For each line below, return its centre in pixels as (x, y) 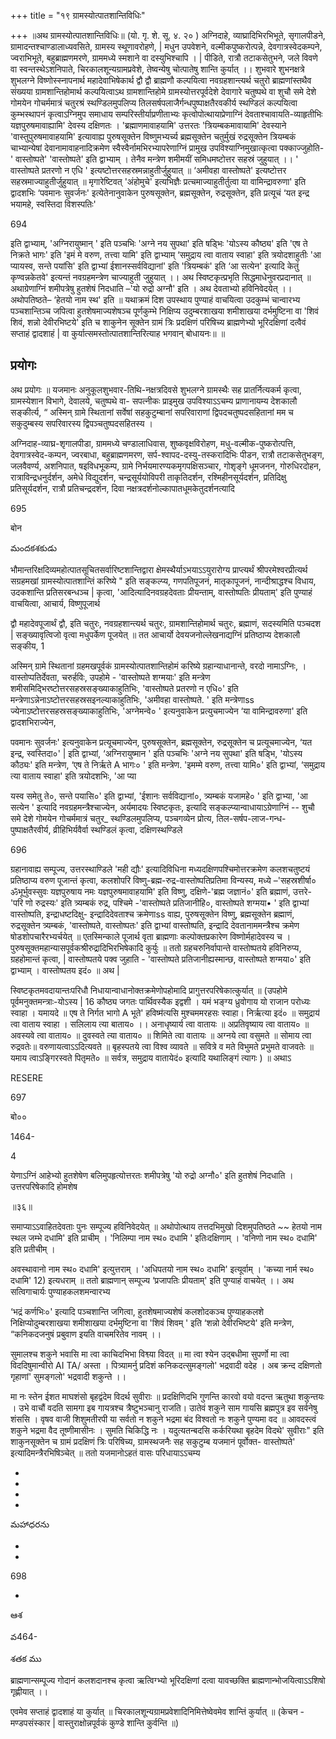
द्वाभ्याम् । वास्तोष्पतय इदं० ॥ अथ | (65, 970)
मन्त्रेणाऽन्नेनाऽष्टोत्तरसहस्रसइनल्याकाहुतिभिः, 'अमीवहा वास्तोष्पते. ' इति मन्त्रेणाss (132, 699)
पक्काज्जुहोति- (302, 148)
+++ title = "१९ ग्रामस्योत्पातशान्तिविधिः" (78, 15)
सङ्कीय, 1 (27, 646)
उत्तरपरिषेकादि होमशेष (44, 1186)
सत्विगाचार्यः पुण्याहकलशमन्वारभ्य (60, 1291)
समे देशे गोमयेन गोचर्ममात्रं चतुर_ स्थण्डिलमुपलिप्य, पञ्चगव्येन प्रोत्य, (112, 818)
